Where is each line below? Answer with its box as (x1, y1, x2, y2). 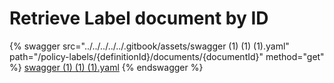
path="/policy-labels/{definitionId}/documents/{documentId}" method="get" (9, 50, 325, 62)
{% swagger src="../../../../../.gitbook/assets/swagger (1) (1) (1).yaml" (9, 40, 290, 52)
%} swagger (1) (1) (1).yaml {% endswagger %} (9, 61, 204, 73)
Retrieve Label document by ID (9, 7, 269, 30)
